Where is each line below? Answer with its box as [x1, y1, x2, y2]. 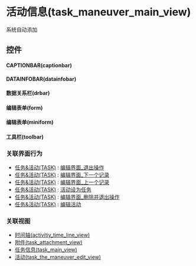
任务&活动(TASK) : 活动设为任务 [14, 186, 92, 193]
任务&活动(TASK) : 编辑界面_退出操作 [14, 164, 104, 171]
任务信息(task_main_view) [14, 246, 78, 254]
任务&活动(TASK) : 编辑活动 [14, 201, 81, 208]
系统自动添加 [6, 26, 37, 33]
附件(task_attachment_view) [14, 239, 83, 246]
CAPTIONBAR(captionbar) [6, 61, 72, 68]
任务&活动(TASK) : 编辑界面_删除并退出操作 [14, 193, 120, 201]
